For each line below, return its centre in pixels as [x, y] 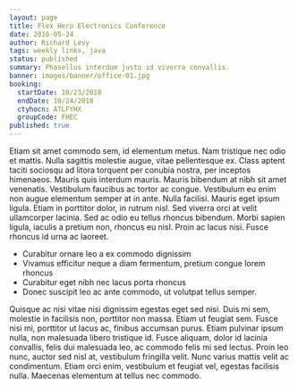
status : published [43, 59]
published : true [39, 126]
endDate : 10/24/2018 [55, 101]
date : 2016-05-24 [42, 34]
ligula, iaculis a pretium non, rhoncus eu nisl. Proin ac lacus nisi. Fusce [139, 227]
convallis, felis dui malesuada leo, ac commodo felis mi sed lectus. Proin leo [149, 347]
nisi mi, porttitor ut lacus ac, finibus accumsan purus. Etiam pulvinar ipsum [146, 328]
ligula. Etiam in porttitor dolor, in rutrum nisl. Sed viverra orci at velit [133, 208]
